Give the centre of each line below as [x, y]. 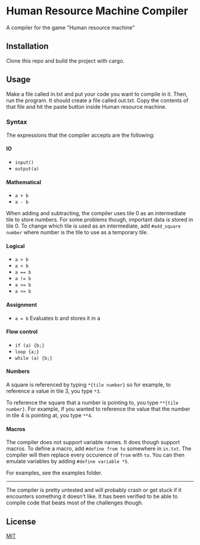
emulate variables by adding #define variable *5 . [68, 461]
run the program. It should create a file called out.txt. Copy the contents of [97, 100]
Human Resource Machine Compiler [97, 11]
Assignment [22, 305]
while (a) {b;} [34, 358]
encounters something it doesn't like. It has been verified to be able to [92, 497]
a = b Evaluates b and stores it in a [57, 318]
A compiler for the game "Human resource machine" [71, 27]
